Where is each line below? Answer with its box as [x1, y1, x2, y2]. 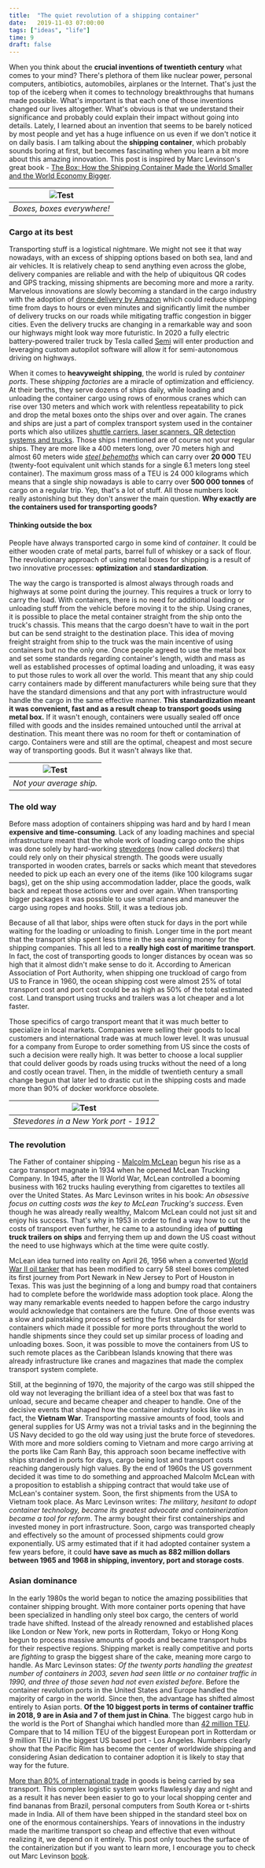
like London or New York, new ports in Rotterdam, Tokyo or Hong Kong [9, 1626, 239, 1636]
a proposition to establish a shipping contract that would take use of [9, 1481, 230, 1490]
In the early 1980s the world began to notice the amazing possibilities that [9, 1593, 248, 1603]
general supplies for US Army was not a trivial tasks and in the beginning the [9, 1422, 257, 1431]
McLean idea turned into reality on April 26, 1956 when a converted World [9, 1256, 248, 1266]
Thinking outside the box [9, 520, 93, 530]
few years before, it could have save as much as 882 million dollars [9, 1548, 230, 1557]
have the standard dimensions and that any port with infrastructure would [9, 686, 247, 697]
